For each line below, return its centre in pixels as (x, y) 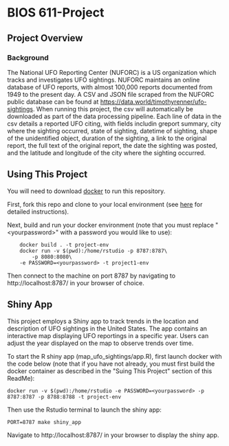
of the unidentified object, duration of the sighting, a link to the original (107, 138)
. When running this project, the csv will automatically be (113, 109)
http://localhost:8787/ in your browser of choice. (76, 282)
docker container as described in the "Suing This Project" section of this (110, 371)
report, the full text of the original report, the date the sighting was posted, (112, 145)
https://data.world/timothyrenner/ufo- (154, 102)
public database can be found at (53, 102)
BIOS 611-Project (56, 13)
